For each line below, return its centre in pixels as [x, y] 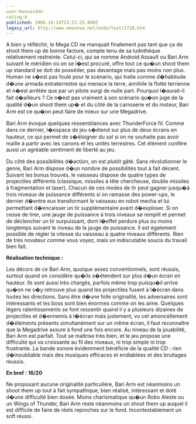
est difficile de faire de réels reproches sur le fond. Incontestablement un [94, 410]
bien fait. [17, 246]
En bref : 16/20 [24, 373]
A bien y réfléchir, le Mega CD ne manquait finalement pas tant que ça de [94, 45]
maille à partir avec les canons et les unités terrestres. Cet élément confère [97, 144]
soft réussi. [20, 416]
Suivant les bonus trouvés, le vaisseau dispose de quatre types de [86, 175]
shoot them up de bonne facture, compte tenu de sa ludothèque [83, 51]
